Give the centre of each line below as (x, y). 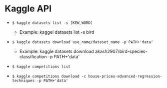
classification (33, 56)
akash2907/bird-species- (121, 51)
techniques (23, 81)
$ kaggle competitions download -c (49, 76)
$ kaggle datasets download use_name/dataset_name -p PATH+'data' (82, 42)
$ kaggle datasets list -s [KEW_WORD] (52, 23)
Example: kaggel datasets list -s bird (57, 32)
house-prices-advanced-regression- (125, 76)
